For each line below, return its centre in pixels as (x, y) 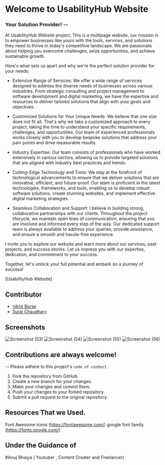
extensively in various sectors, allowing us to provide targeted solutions (85, 158)
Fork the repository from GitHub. (45, 376)
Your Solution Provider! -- (37, 25)
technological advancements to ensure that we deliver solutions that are (86, 178)
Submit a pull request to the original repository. (60, 397)
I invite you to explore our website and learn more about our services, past (81, 244)
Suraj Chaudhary (29, 312)
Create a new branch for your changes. (52, 381)
